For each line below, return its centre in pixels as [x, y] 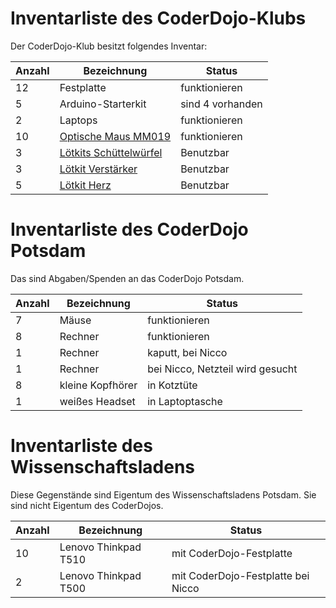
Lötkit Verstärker [98, 169]
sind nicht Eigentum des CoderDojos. [87, 505]
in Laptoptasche [185, 401]
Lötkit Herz [85, 185]
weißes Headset [97, 401]
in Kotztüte [172, 385]
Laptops [78, 120]
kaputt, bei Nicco [187, 352]
